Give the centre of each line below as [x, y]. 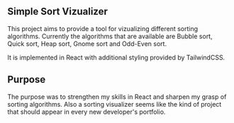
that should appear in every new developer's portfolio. [87, 112]
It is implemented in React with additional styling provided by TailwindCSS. [116, 57]
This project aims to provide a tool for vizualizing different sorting [103, 28]
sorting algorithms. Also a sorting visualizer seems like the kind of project [115, 104]
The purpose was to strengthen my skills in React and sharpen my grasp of [117, 96]
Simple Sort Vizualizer [57, 12]
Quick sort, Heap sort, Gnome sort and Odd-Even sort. [87, 43]
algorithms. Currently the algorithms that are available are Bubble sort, [110, 36]
